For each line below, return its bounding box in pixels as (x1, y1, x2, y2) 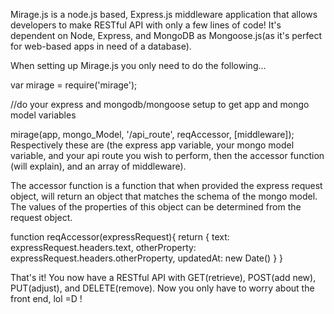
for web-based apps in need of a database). (10, 40, 192, 52)
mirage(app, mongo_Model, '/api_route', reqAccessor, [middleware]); (10, 129, 295, 140)
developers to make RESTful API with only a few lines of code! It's (10, 19, 282, 31)
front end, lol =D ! (10, 293, 83, 304)
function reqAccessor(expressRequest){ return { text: (10, 231, 230, 243)
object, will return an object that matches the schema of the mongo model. (10, 190, 318, 202)
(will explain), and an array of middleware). (10, 160, 187, 172)
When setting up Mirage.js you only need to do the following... (10, 60, 267, 71)
